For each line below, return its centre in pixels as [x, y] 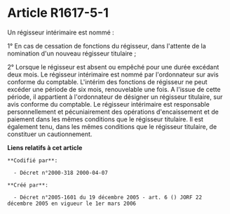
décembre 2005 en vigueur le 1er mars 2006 [72, 203]
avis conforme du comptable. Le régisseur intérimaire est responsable [109, 104]
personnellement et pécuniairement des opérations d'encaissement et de [113, 112]
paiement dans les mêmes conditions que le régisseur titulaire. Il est [105, 119]
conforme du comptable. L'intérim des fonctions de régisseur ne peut [108, 81]
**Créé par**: [28, 185]
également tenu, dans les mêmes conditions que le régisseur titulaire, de [112, 126]
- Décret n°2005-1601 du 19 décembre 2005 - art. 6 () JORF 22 [108, 197]
